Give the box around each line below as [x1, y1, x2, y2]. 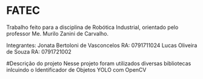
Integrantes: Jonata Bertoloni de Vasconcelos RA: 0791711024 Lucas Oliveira [6, 42, 198, 49]
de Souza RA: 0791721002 [6, 48, 72, 55]
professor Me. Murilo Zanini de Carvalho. [6, 30, 109, 37]
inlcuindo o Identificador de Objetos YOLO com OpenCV [6, 66, 147, 73]
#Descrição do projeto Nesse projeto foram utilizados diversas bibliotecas [6, 60, 191, 67]
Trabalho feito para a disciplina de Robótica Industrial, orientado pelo [6, 24, 179, 31]
